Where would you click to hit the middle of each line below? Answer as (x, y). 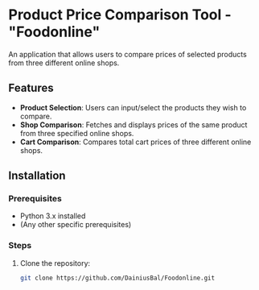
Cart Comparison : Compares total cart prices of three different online (136, 142)
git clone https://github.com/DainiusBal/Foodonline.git (117, 278)
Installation (37, 176)
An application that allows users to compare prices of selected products (127, 54)
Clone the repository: (55, 263)
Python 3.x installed (53, 216)
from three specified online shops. (77, 133)
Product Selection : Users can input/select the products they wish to (133, 107)
